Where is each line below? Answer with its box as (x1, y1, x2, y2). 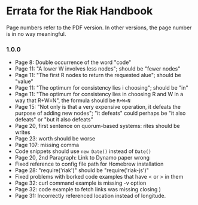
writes (14, 128, 31, 136)
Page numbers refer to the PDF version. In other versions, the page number (6, 24, 192, 31)
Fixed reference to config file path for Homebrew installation (14, 160, 164, 168)
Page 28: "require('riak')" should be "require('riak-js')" (14, 167, 150, 174)
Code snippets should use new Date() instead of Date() (14, 148, 151, 155)
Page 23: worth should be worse (14, 135, 96, 142)
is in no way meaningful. (6, 30, 66, 37)
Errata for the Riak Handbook (6, 4, 153, 18)
